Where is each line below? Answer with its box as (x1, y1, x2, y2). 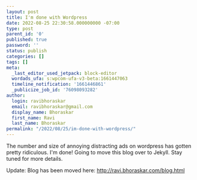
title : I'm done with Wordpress (6, 14, 87, 20)
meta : (6, 64, 20, 71)
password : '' (6, 43, 39, 49)
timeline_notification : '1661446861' (11, 82, 107, 88)
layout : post (6, 8, 39, 15)
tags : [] (6, 59, 28, 65)
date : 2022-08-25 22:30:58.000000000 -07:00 (6, 20, 120, 26)
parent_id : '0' (6, 31, 45, 37)
